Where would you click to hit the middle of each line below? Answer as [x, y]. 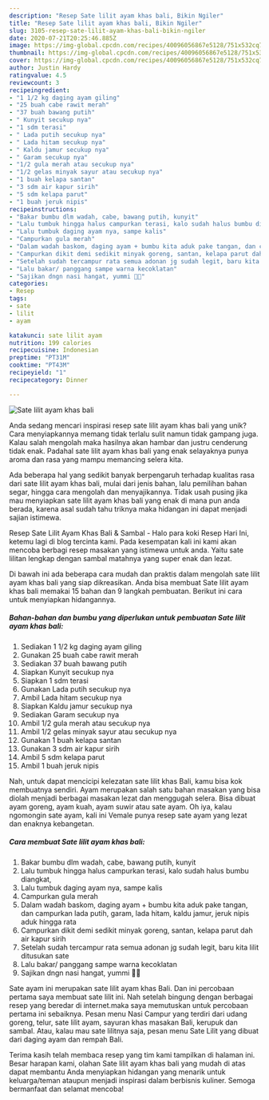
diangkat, [36, 879]
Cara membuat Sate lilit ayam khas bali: [77, 842]
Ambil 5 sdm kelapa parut [63, 757]
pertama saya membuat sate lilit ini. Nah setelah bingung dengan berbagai [131, 997]
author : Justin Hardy [45, 68]
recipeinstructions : [44, 209]
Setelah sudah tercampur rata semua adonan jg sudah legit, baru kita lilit [139, 947]
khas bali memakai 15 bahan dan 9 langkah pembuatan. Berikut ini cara [126, 591]
